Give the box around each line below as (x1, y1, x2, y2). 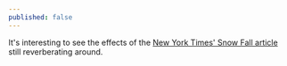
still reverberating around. (8, 46, 103, 57)
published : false (8, 12, 73, 22)
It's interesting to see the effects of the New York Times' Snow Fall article (8, 37, 278, 48)
